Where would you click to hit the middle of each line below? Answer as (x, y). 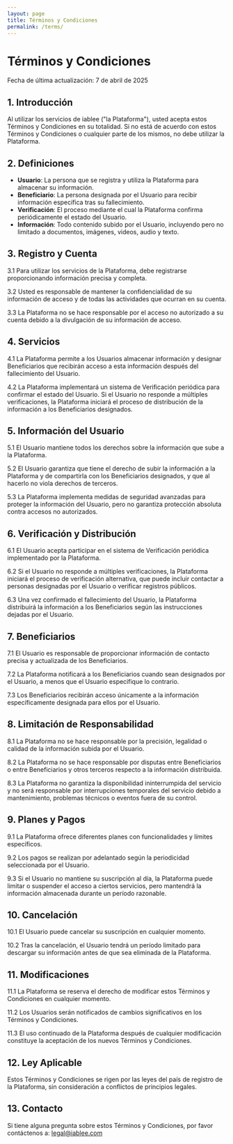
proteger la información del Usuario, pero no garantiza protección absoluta (114, 504)
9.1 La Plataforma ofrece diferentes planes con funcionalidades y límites (110, 837)
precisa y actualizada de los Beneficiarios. (68, 661)
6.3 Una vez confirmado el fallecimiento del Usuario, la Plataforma (102, 600)
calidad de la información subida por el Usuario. (76, 748)
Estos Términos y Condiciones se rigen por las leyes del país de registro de (115, 1080)
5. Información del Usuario (66, 430)
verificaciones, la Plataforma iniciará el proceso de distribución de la (105, 402)
